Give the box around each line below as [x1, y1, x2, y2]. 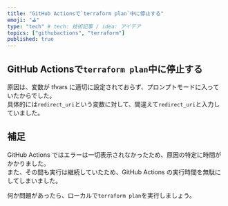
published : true [7, 36, 54, 43]
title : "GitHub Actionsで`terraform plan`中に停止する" [7, 10, 164, 17]
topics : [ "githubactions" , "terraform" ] [7, 29, 126, 37]
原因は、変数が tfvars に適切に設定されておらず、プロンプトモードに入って [7, 82, 220, 91]
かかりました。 [7, 159, 50, 167]
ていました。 [7, 109, 44, 117]
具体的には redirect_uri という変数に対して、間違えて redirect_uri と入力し [7, 100, 220, 108]
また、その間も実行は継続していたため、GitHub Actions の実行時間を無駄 [7, 167, 216, 176]
